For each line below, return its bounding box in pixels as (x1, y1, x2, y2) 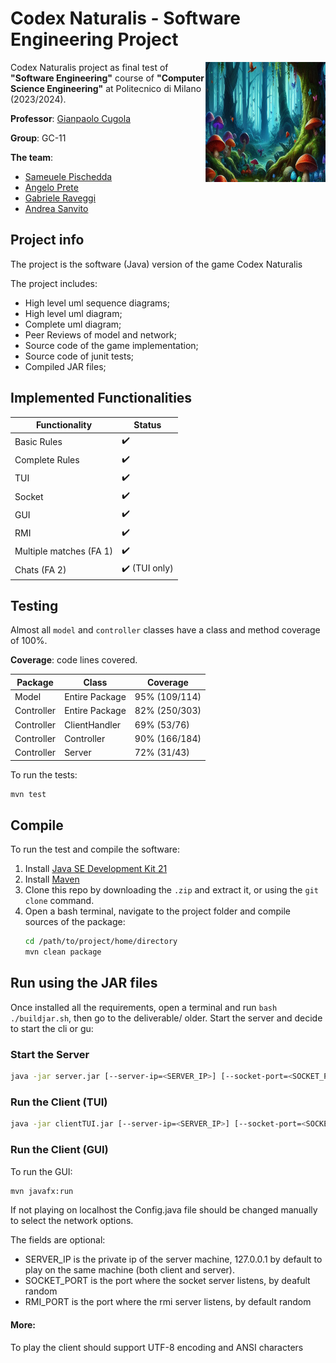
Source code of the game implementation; (24, 339, 199, 351)
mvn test (10, 789, 47, 799)
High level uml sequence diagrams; (24, 297, 170, 309)
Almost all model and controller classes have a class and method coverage (10, 624, 321, 636)
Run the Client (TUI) (10, 1095, 108, 1109)
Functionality (35, 419, 93, 431)
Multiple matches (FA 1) (14, 545, 113, 557)
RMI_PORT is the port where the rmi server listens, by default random (24, 1296, 312, 1308)
